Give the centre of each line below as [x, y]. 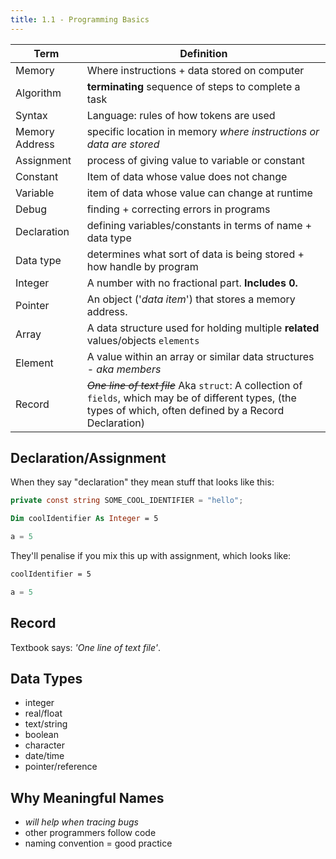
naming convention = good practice [98, 843]
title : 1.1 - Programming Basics [80, 19]
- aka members [124, 369]
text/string [46, 724]
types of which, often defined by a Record [185, 410]
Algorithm [38, 93]
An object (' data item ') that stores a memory [191, 299]
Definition [203, 53]
